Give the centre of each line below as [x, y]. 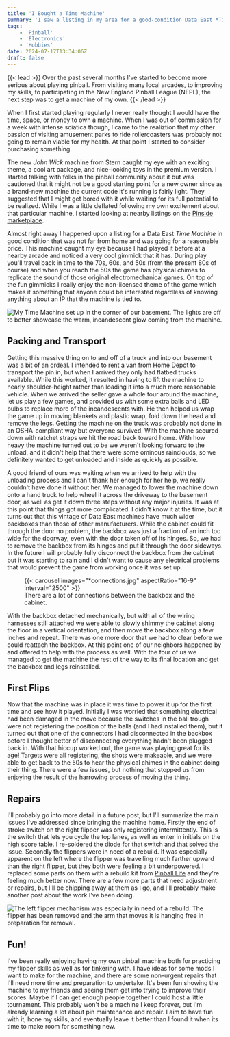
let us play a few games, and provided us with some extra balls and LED [108, 401]
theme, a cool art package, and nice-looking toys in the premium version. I [112, 169]
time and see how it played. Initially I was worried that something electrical [112, 712]
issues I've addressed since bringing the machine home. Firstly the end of [111, 823]
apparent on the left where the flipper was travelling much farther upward [111, 859]
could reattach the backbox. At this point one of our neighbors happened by [114, 645]
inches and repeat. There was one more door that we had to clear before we [115, 637]
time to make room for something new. [61, 1026]
